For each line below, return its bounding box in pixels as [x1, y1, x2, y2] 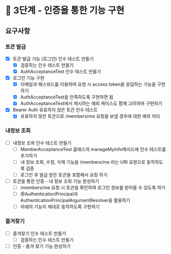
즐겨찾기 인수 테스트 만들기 [12, 230, 66, 236]
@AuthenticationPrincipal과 [20, 191, 78, 197]
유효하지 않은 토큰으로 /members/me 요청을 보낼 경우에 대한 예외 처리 [20, 113, 160, 119]
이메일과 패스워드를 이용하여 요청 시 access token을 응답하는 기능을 [20, 81, 156, 87]
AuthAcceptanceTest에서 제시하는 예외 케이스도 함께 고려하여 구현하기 [20, 100, 162, 107]
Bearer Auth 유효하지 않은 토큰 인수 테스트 [12, 107, 98, 113]
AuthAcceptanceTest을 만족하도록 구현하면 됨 [20, 94, 114, 100]
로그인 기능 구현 [12, 75, 44, 81]
